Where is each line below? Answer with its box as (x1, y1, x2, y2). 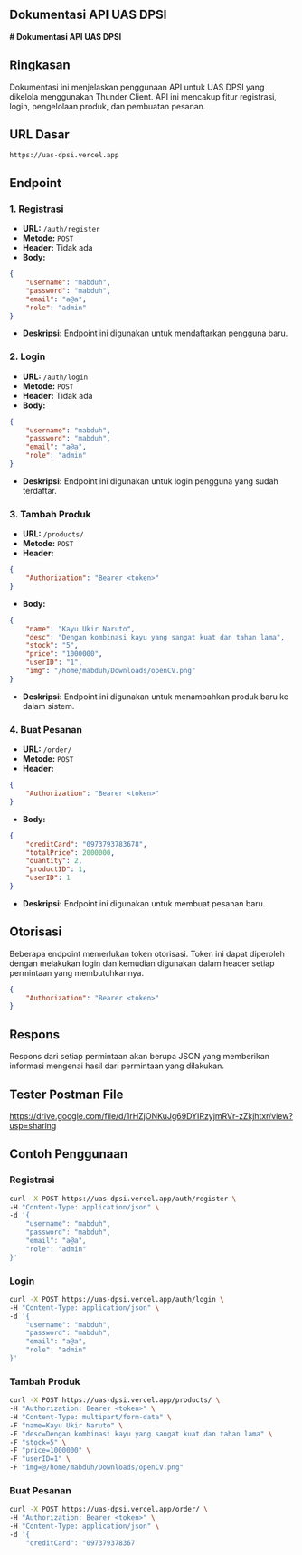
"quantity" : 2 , (25, 857, 83, 866)
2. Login (9, 350, 46, 363)
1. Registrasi (9, 203, 64, 215)
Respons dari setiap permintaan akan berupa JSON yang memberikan (9, 1051, 269, 1062)
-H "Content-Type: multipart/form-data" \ (9, 1412, 172, 1421)
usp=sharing (9, 1120, 57, 1131)
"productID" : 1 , (25, 865, 88, 874)
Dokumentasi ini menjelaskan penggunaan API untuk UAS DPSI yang (9, 81, 265, 92)
